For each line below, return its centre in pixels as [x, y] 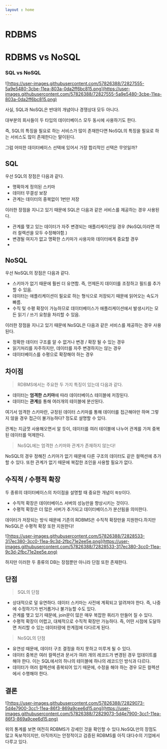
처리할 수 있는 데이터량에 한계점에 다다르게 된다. [64, 628]
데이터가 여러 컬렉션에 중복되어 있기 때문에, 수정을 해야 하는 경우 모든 [79, 667]
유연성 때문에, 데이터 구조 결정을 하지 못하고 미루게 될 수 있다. [72, 649]
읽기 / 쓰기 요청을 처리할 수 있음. [49, 315]
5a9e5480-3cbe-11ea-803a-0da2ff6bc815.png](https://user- [68, 89]
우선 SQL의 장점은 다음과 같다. [35, 176]
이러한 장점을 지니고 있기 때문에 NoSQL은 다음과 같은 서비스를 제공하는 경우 [79, 325]
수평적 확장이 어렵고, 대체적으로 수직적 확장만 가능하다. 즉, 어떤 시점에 [80, 621]
